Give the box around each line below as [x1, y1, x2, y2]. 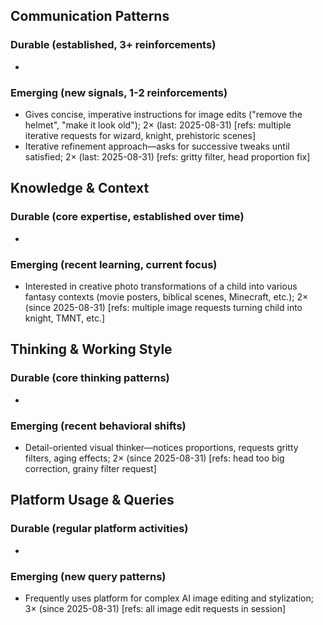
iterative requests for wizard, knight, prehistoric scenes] [24, 129, 257, 141]
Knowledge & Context [10, 180, 150, 197]
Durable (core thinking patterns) [10, 371, 170, 385]
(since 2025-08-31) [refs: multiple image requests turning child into [24, 301, 303, 313]
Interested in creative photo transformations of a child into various [24, 280, 298, 292]
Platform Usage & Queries [10, 492, 175, 509]
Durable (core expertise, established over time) [10, 210, 245, 224]
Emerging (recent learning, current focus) [10, 257, 218, 271]
